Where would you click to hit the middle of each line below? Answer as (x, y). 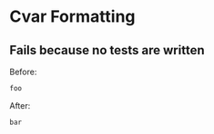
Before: (23, 72)
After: (20, 105)
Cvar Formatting (72, 17)
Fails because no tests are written (107, 50)
